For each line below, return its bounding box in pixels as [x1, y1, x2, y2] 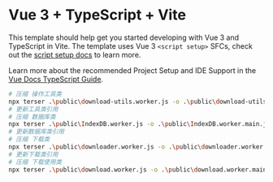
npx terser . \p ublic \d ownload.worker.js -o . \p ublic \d [8, 165, 198, 174]
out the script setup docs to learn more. [8, 50, 141, 59]
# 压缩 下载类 [8, 136, 50, 144]
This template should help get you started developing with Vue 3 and [8, 32, 240, 42]
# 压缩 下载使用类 [8, 158, 63, 166]
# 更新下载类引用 [8, 150, 58, 158]
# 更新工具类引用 [8, 105, 58, 113]
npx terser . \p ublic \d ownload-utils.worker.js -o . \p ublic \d [8, 97, 220, 106]
